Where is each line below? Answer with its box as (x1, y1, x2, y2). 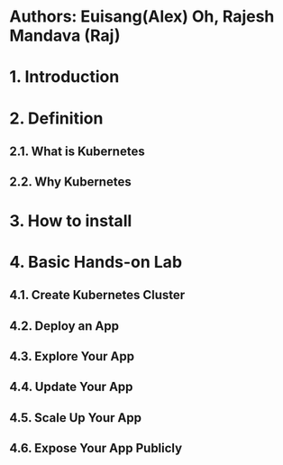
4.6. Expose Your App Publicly (9, 441, 183, 456)
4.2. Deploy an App (9, 318, 120, 333)
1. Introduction (9, 67, 120, 87)
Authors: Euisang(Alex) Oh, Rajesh (9, 6, 275, 27)
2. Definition (9, 108, 104, 128)
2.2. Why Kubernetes (9, 174, 132, 190)
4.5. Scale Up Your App (9, 410, 142, 425)
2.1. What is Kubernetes (9, 143, 146, 159)
